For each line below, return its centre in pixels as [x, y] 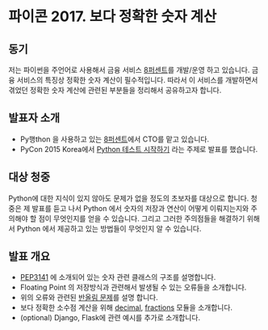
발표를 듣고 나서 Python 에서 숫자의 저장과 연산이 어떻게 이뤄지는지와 [140, 208]
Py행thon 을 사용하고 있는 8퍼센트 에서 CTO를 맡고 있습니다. [115, 139]
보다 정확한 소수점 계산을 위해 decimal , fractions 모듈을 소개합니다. [126, 307]
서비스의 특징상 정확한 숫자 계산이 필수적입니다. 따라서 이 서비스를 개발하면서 [137, 80]
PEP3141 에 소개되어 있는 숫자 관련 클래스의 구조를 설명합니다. [118, 277]
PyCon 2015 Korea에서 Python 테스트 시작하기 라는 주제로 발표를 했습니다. [139, 149]
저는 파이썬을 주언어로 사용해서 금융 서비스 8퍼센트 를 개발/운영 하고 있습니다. [129, 70]
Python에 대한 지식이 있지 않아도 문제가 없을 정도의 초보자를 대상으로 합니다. [129, 198]
